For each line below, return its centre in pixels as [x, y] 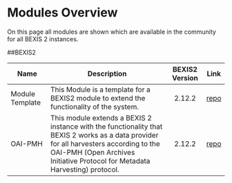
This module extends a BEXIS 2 [101, 118]
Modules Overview [62, 13]
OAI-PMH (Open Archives [93, 152]
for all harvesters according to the [105, 144]
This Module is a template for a [100, 89]
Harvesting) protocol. [85, 169]
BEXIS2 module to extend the [98, 98]
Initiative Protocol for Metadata [100, 161]
